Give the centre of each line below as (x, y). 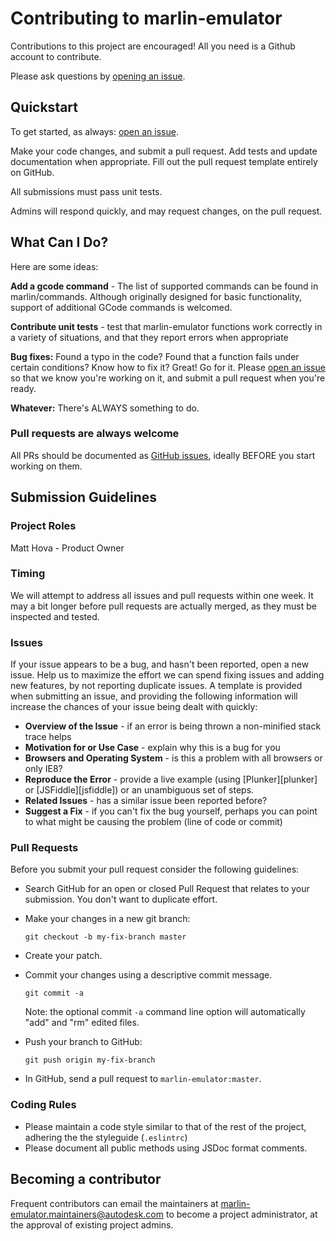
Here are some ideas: (54, 266)
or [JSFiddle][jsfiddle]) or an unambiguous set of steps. (139, 790)
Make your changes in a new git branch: (107, 919)
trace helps (48, 737)
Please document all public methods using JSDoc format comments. (166, 1148)
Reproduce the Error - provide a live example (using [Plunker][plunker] (171, 779)
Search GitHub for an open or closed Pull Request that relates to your (167, 889)
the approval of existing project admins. (92, 1224)
